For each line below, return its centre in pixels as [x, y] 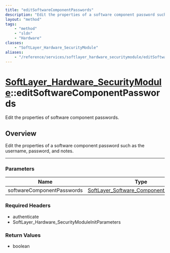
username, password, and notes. [39, 151]
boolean [21, 246]
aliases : [14, 52]
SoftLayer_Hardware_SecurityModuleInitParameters [67, 222]
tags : [11, 24]
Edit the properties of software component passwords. [62, 117]
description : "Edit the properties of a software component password [80, 15]
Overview [21, 133]
